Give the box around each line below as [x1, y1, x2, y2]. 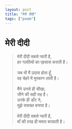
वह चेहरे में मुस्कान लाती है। [17, 75, 59, 81]
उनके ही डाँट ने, [17, 97, 42, 103]
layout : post [5, 7, 32, 12]
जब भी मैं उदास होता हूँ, [17, 70, 53, 76]
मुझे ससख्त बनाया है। [17, 103, 50, 108]
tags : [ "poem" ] [5, 16, 36, 21]
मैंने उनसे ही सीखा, [17, 86, 46, 92]
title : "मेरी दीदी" [5, 12, 36, 17]
